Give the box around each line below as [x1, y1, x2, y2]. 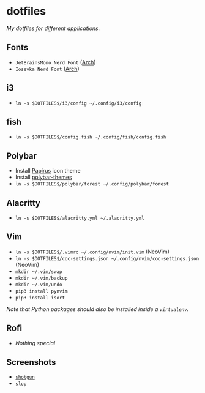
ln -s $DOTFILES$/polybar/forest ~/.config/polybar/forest [15, 181, 170, 187]
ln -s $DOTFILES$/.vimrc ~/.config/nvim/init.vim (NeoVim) [15, 248, 170, 255]
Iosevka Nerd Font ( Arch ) [15, 65, 80, 72]
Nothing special [15, 339, 56, 346]
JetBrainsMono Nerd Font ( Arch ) [15, 58, 96, 65]
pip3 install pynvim [15, 288, 68, 294]
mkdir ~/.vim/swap [15, 268, 62, 275]
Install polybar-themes [15, 173, 72, 181]
